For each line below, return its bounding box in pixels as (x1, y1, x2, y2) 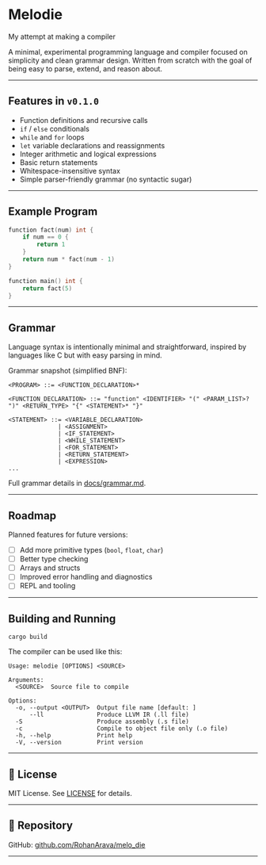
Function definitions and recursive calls (19, 115, 148, 124)
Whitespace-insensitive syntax (19, 166, 121, 175)
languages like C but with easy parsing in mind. (8, 350, 162, 360)
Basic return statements (19, 157, 98, 167)
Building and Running (8, 612, 116, 626)
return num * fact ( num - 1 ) (22, 255, 115, 263)
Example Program (8, 205, 98, 219)
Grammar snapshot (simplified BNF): (8, 366, 127, 376)
